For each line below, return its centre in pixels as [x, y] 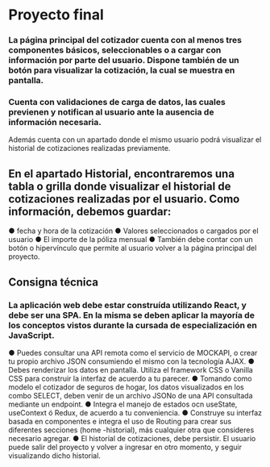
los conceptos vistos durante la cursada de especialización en [133, 325]
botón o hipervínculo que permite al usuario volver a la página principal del [133, 248]
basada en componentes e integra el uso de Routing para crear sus [120, 421]
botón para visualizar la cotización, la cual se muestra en [122, 70]
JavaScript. [31, 335]
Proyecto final [56, 15]
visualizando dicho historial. [54, 455]
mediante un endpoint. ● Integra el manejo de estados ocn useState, [123, 404]
